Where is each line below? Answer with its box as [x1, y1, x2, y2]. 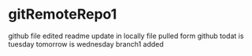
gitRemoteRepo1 [8, 5, 117, 23]
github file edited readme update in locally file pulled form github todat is [8, 31, 244, 40]
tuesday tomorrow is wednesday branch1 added [8, 39, 164, 48]
